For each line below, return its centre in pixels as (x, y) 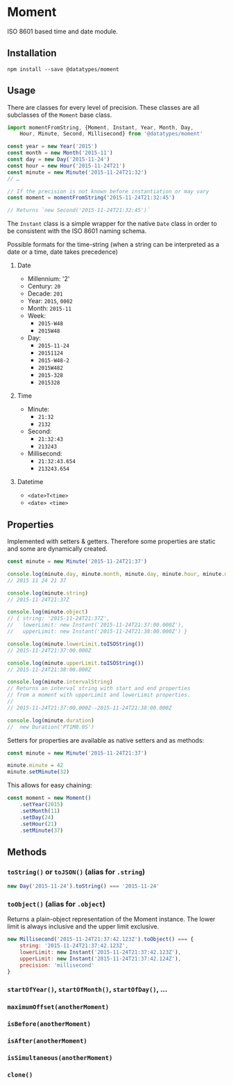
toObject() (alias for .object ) (57, 903)
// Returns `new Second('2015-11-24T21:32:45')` (79, 210)
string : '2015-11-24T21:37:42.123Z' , (74, 946)
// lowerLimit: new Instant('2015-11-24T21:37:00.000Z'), (96, 625)
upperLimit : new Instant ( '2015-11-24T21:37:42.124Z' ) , (101, 958)
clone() (20, 1075)
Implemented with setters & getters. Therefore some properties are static (112, 541)
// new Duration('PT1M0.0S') (51, 727)
